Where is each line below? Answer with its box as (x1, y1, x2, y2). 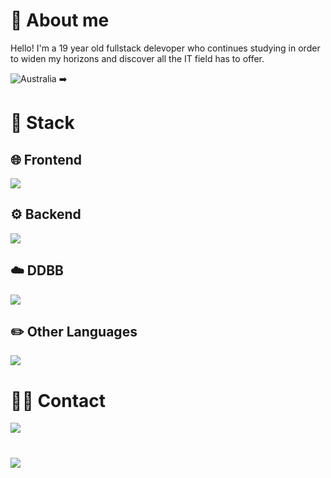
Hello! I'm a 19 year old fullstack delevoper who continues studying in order (10, 42, 321, 54)
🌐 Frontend (10, 151, 82, 168)
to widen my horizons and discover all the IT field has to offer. (10, 52, 265, 64)
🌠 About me (10, 9, 110, 32)
